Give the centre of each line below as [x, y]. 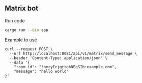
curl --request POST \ [29, 49]
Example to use [21, 40]
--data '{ [20, 62]
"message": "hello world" [41, 71]
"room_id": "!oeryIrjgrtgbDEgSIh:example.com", [65, 67]
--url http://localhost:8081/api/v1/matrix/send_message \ [73, 53]
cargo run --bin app [27, 30]
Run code [15, 20]
